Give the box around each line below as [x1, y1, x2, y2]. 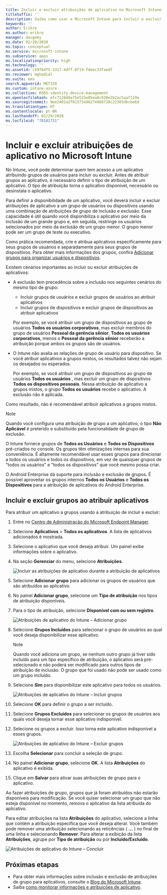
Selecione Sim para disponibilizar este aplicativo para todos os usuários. [12, 682, 162, 688]
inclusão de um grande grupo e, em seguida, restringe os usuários [5, 218, 142, 224]
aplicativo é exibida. [12, 765, 54, 771]
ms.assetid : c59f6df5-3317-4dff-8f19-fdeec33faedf [5, 68, 113, 73]
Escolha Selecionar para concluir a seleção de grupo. [12, 750, 123, 756]
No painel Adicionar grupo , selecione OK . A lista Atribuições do [12, 760, 146, 766]
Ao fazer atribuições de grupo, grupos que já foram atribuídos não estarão [5, 790, 158, 796]
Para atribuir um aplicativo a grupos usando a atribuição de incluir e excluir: [5, 509, 161, 515]
